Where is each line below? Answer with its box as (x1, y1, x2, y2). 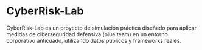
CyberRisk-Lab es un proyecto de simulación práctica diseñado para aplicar (6, 24, 197, 31)
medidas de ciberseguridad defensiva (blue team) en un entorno (6, 30, 169, 37)
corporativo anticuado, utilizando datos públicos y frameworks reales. (6, 37, 181, 44)
